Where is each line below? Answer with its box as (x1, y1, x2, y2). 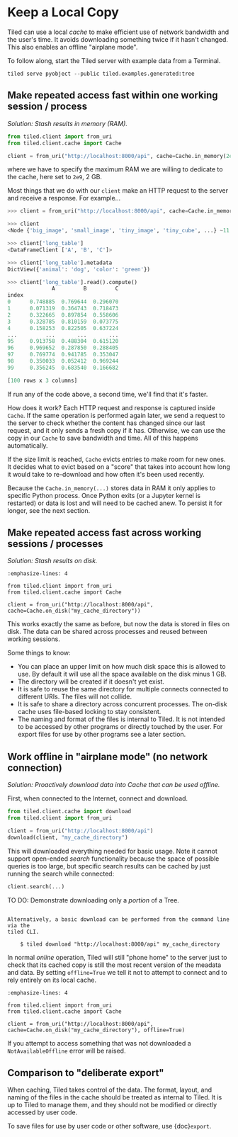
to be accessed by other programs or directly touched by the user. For (17, 723, 223, 731)
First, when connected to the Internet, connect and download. (7, 794, 188, 803)
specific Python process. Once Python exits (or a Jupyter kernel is (7, 491, 200, 499)
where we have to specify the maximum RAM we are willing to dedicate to (7, 165, 223, 174)
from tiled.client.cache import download (7, 808, 132, 815)
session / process (7, 101, 88, 113)
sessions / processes (7, 538, 104, 550)
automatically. (7, 441, 48, 450)
